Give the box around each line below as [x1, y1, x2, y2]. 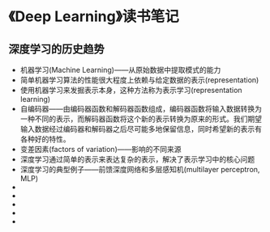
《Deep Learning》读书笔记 [8, 7, 180, 26]
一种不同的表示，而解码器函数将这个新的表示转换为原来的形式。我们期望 [19, 114, 262, 124]
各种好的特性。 [19, 134, 71, 144]
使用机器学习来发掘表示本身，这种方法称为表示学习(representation [19, 86, 242, 95]
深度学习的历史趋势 [8, 42, 105, 56]
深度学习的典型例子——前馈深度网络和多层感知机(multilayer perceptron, [19, 165, 260, 174]
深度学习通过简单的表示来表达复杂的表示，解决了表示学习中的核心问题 [19, 154, 255, 164]
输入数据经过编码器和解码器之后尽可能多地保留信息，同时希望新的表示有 [19, 124, 262, 133]
